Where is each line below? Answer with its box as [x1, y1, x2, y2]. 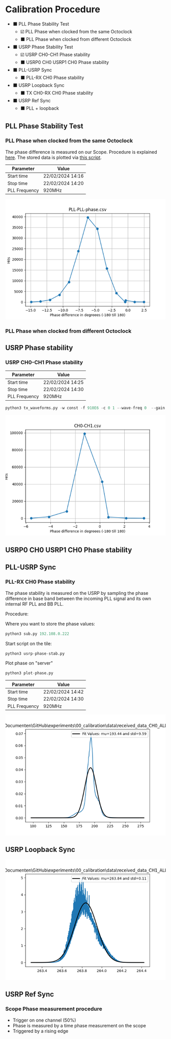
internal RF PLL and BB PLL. [5, 601, 64, 607]
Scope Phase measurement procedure [5, 1005, 103, 1012]
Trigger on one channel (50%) [12, 1017, 76, 1023]
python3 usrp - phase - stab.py [5, 651, 65, 656]
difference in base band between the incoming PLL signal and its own [5, 595, 152, 602]
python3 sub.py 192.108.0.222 [5, 631, 70, 636]
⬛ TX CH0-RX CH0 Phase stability [20, 89, 93, 96]
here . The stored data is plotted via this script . [5, 154, 102, 160]
